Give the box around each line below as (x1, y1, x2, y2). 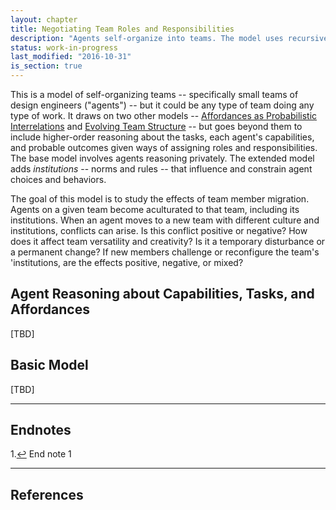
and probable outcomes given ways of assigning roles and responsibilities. (10, 142, 318, 153)
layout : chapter (10, 14, 78, 25)
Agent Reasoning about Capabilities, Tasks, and (10, 286, 315, 303)
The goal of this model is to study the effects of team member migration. (10, 193, 310, 205)
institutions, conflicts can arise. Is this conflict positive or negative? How (10, 225, 308, 236)
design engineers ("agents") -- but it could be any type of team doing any (10, 99, 315, 111)
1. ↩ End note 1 (10, 448, 72, 460)
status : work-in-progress (10, 42, 118, 53)
